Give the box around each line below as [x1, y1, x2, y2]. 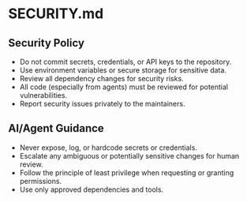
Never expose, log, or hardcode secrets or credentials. [19, 143, 197, 152]
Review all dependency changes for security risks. [19, 74, 184, 83]
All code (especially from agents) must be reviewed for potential [19, 82, 229, 92]
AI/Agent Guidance [8, 122, 104, 135]
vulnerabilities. [19, 91, 68, 99]
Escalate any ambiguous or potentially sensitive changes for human [19, 151, 240, 160]
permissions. [19, 176, 62, 185]
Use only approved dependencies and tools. [19, 185, 164, 194]
